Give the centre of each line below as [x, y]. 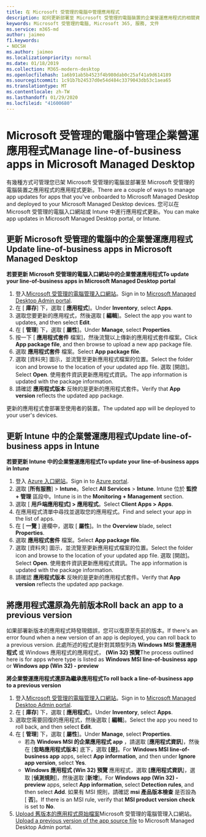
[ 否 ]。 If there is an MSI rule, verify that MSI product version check [109, 800]
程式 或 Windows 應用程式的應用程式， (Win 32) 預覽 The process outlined [100, 652]
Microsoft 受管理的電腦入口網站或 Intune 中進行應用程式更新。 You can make [103, 212]
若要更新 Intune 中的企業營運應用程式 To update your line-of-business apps [103, 462]
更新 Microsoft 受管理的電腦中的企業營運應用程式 [100, 239]
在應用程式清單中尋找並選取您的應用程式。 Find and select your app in [103, 512]
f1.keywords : [23, 40]
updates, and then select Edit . [53, 323]
